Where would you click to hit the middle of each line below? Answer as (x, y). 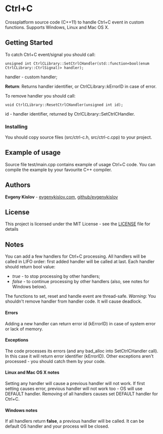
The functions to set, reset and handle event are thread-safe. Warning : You (81, 296)
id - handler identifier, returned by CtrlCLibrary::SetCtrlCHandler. (70, 114)
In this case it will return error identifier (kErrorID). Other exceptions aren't (79, 356)
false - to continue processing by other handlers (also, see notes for (81, 282)
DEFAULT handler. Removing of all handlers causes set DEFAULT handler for (81, 394)
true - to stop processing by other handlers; (56, 276)
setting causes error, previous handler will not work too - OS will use (74, 388)
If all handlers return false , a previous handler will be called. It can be (75, 421)
